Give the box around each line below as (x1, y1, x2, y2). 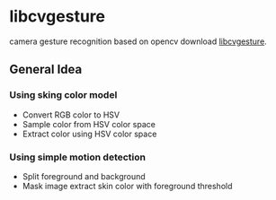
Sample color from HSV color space (22, 118, 156, 129)
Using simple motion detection (9, 151, 147, 163)
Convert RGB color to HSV (22, 109, 120, 120)
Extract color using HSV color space (22, 128, 157, 139)
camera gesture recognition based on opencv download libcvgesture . (9, 36, 267, 47)
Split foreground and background (22, 170, 146, 181)
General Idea (9, 62, 83, 77)
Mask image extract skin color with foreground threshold (22, 180, 233, 191)
